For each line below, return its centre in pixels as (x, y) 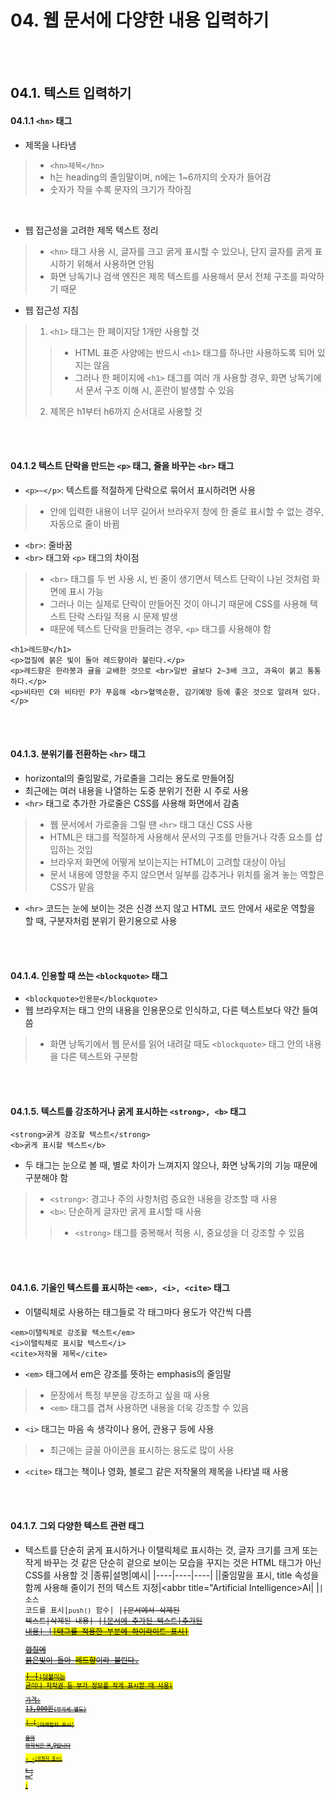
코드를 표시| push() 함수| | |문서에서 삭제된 (102, 1610)
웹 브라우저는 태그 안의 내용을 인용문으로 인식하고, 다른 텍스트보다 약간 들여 (171, 1010)
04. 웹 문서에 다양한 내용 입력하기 (140, 20)
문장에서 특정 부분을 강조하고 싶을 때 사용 (130, 1395)
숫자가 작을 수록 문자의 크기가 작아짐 (120, 189)
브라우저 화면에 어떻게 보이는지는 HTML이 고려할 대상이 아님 (168, 862)
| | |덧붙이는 (45, 1676)
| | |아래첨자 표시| (49, 1724)
